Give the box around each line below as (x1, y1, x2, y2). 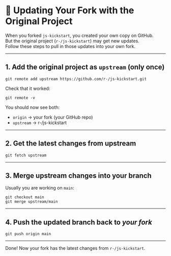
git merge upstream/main (5, 199, 58, 204)
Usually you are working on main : (5, 185, 75, 191)
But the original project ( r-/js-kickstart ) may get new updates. (5, 38, 140, 44)
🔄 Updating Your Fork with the (5, 5, 134, 16)
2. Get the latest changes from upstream (5, 139, 136, 148)
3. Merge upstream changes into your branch (5, 171, 152, 180)
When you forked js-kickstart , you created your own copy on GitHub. (5, 32, 154, 38)
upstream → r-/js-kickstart (12, 120, 67, 126)
